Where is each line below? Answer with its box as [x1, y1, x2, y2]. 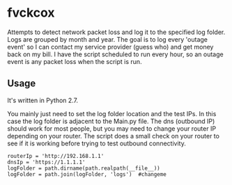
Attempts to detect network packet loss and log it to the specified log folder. [7, 28, 226, 36]
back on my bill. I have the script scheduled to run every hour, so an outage [7, 50, 224, 58]
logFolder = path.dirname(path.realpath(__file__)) [7, 165, 160, 172]
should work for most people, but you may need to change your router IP [7, 124, 217, 133]
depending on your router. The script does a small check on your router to [7, 131, 219, 140]
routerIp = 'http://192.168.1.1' [7, 152, 105, 159]
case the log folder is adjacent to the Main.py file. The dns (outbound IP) [7, 117, 215, 125]
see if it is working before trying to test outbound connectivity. [7, 139, 186, 147]
